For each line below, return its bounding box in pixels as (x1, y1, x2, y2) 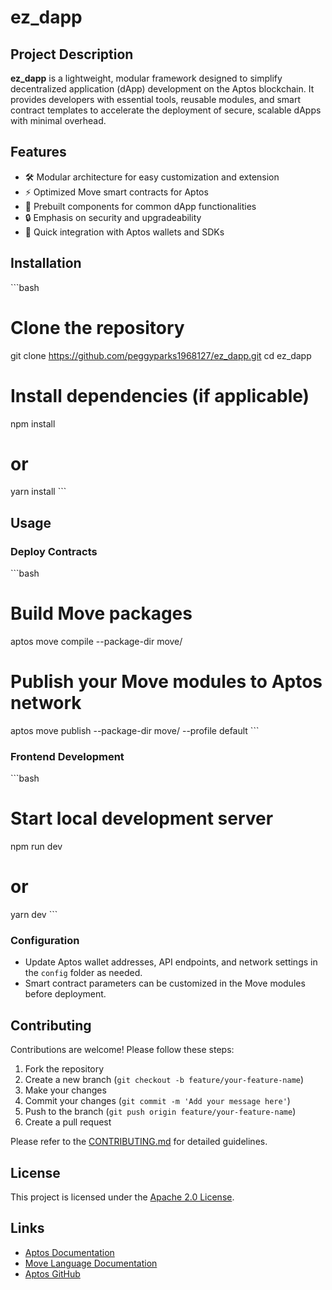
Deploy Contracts (10, 544, 98, 558)
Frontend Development (10, 749, 125, 763)
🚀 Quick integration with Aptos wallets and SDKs (24, 226, 225, 238)
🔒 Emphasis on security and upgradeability (24, 211, 202, 223)
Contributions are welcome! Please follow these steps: (10, 1044, 235, 1056)
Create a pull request (24, 1116, 112, 1128)
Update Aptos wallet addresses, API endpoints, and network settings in (24, 956, 318, 968)
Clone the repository (10, 316, 185, 339)
